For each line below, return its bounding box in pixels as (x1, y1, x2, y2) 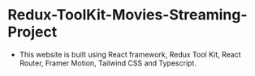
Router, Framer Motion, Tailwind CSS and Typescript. (19, 58, 197, 68)
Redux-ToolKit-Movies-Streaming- (7, 6, 249, 24)
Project (7, 23, 58, 41)
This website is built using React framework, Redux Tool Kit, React (19, 49, 241, 59)
